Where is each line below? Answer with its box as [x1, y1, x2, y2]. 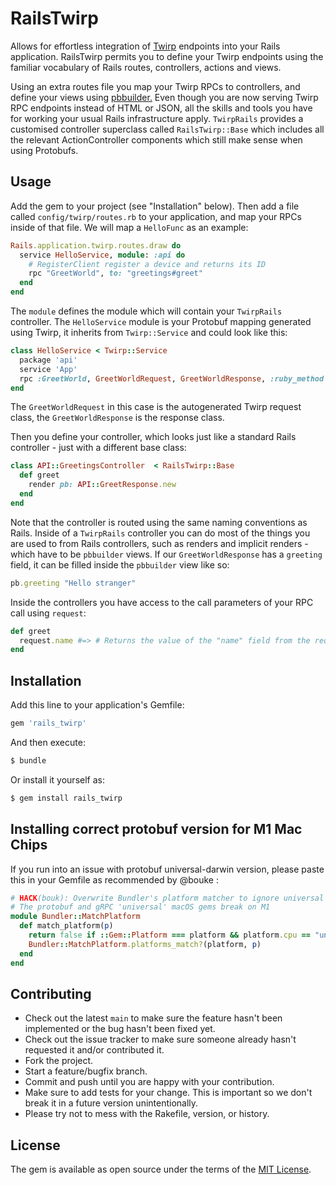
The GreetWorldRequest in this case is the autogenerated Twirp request [10, 401, 302, 413]
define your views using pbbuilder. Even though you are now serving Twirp [10, 91, 319, 103]
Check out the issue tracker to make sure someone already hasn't [24, 1033, 297, 1046]
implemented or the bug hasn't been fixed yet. [24, 1023, 216, 1035]
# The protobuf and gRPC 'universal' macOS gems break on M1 [10, 902, 271, 912]
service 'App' [19, 364, 78, 374]
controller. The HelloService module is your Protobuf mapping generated [10, 316, 312, 327]
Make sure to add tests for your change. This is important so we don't [24, 1087, 313, 1099]
